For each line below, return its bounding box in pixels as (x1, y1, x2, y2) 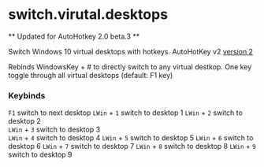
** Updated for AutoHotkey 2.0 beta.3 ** (8, 32, 140, 41)
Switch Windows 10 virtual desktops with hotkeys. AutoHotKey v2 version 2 (8, 46, 254, 56)
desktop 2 (8, 117, 41, 126)
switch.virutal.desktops (8, 6, 168, 24)
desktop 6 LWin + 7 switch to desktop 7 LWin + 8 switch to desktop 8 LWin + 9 (8, 142, 256, 151)
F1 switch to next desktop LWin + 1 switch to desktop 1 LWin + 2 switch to (8, 108, 243, 117)
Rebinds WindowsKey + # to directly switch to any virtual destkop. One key (8, 61, 252, 72)
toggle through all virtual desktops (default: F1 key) (8, 70, 173, 80)
